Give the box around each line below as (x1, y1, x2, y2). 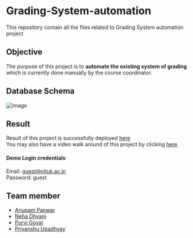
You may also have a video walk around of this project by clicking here (6, 141, 178, 148)
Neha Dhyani (14, 213, 47, 220)
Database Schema (6, 86, 75, 96)
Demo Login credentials (6, 154, 66, 161)
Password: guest (6, 174, 47, 181)
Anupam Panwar (14, 207, 55, 214)
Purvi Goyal (14, 219, 43, 226)
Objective (6, 47, 43, 57)
